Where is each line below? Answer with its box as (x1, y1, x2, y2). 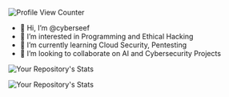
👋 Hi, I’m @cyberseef (19, 23, 90, 32)
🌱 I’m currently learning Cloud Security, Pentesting (19, 40, 187, 50)
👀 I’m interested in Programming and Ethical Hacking (19, 32, 194, 41)
